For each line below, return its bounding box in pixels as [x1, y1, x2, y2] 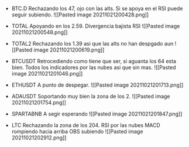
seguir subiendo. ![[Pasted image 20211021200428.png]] [11, 11, 149, 18]
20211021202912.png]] [11, 134, 67, 141]
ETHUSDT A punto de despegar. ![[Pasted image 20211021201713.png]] [11, 81, 184, 88]
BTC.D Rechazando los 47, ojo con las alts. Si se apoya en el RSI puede [11, 5, 183, 12]
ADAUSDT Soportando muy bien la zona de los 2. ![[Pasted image [11, 93, 171, 100]
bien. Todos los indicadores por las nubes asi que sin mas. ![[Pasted [11, 64, 177, 71]
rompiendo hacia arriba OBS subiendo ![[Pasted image [11, 128, 143, 135]
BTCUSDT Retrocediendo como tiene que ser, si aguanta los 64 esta [11, 58, 177, 64]
